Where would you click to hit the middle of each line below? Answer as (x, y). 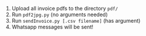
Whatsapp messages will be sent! (52, 27)
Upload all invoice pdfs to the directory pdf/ (65, 8)
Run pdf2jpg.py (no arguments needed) (59, 15)
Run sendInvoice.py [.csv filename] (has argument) (76, 21)
